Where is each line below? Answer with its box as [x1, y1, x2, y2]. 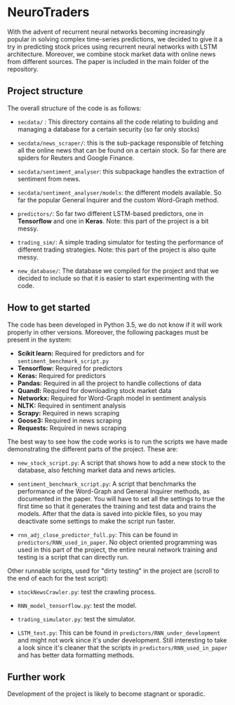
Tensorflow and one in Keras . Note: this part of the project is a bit [17, 216, 209, 225]
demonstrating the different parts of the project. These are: [7, 444, 178, 453]
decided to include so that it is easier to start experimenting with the [17, 273, 215, 282]
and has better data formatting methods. [17, 651, 135, 659]
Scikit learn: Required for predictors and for [17, 349, 145, 357]
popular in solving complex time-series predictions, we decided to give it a [7, 34, 223, 43]
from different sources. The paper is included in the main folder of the [7, 57, 209, 65]
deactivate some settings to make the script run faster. [17, 517, 175, 525]
